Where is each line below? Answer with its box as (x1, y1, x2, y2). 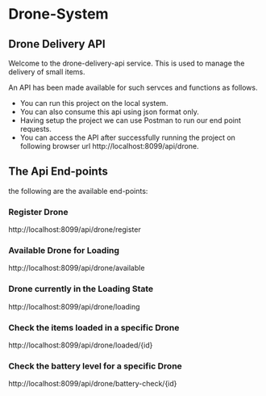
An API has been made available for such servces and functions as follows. (8, 82, 258, 92)
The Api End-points (8, 165, 109, 179)
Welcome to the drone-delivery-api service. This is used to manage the (8, 58, 245, 68)
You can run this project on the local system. (19, 99, 168, 107)
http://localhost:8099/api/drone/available (8, 263, 145, 273)
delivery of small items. (8, 67, 85, 77)
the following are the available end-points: (8, 186, 148, 196)
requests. (19, 124, 52, 133)
